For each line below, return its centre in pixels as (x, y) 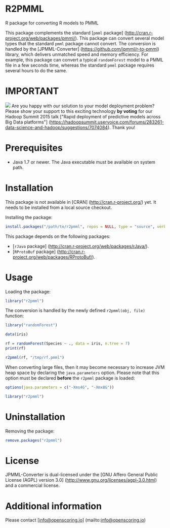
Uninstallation (35, 417)
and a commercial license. (32, 485)
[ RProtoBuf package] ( (36, 252)
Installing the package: (29, 217)
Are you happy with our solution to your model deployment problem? (83, 106)
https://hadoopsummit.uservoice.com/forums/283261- (107, 122)
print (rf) (16, 349)
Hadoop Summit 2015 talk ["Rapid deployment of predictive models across (83, 116)
